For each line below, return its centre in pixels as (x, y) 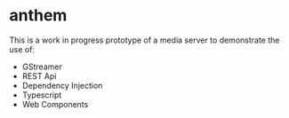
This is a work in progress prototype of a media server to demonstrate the (144, 40)
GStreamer (42, 67)
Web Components (55, 104)
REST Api (39, 75)
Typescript (42, 95)
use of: (22, 49)
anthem (38, 16)
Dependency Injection (62, 85)
